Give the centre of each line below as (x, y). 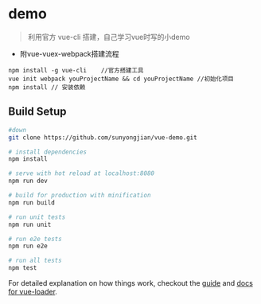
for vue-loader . (33, 292)
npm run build (32, 203)
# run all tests (35, 261)
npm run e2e (28, 246)
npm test (23, 268)
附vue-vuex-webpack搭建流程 (69, 53)
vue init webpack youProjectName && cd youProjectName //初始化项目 (121, 79)
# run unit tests (37, 217)
